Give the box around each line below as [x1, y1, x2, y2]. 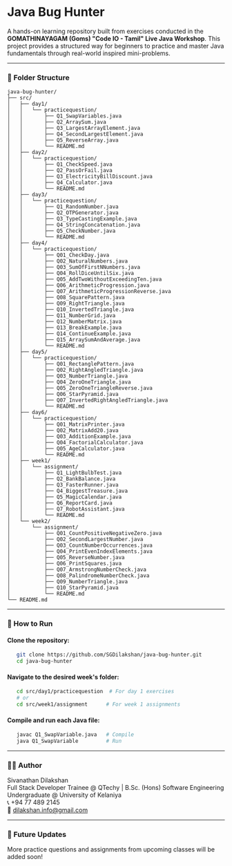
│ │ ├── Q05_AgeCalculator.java [7, 445, 126, 453]
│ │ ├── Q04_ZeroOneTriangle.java [7, 379, 131, 386]
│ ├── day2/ [7, 149, 48, 156]
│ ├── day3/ [7, 191, 48, 198]
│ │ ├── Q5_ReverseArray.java [7, 137, 119, 144]
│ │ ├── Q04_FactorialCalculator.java [7, 440, 144, 446]
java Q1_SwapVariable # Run [16, 737, 122, 745]
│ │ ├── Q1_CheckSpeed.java [7, 161, 113, 168]
